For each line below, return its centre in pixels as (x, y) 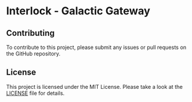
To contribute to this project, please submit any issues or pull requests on (96, 47)
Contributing (30, 33)
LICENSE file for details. (35, 93)
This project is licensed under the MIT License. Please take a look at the (95, 86)
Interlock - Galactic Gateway (78, 11)
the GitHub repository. (33, 54)
